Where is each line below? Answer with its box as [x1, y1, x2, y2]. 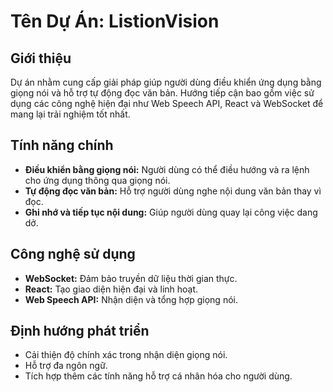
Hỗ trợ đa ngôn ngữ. [24, 360, 108, 372]
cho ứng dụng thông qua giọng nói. [24, 174, 171, 186]
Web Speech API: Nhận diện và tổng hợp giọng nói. [24, 293, 238, 305]
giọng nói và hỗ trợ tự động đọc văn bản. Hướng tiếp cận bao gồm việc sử [10, 87, 315, 99]
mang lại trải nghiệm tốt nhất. [10, 108, 131, 120]
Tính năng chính [10, 137, 114, 154]
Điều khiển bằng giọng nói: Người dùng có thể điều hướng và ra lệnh [24, 163, 310, 175]
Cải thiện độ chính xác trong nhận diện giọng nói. [24, 349, 228, 361]
